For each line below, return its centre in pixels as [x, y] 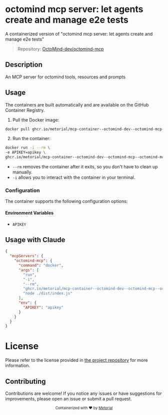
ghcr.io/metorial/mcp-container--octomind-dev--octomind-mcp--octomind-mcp [86, 157]
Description [24, 65]
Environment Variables [29, 213]
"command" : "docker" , [41, 265]
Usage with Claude [35, 240]
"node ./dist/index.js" [48, 293]
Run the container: [31, 139]
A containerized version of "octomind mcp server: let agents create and [79, 34]
